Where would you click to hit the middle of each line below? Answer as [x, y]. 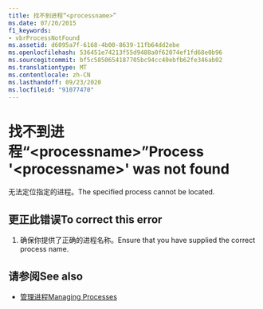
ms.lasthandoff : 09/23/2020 [55, 82]
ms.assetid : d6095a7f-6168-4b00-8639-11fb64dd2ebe [94, 45]
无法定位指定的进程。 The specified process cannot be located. [112, 192]
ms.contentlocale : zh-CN [49, 75]
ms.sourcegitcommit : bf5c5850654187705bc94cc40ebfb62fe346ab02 [116, 61]
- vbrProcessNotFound [44, 38]
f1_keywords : [30, 30]
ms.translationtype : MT [48, 68]
